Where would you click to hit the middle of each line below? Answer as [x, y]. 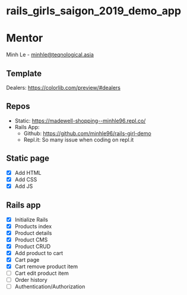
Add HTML [28, 172]
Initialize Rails [31, 219]
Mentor [25, 38]
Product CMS [31, 240]
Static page [28, 159]
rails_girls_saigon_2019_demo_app [94, 11]
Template [24, 73]
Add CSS [26, 179]
